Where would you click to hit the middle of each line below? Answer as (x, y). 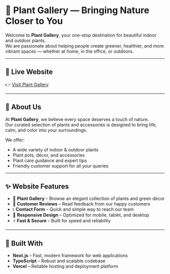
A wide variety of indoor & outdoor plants (55, 149)
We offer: (15, 140)
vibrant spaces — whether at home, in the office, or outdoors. (70, 51)
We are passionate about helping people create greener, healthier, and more (85, 46)
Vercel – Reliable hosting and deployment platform (65, 266)
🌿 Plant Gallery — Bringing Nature (77, 10)
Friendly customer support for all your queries (60, 166)
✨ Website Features (37, 186)
